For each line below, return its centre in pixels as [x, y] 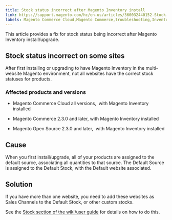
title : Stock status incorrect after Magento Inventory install [75, 10]
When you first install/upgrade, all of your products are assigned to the [80, 157]
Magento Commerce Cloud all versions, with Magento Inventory [81, 104]
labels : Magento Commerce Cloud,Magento [49, 19]
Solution [19, 184]
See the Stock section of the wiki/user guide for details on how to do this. [83, 212]
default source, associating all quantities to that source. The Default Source [85, 163]
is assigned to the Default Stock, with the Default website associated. [78, 168]
